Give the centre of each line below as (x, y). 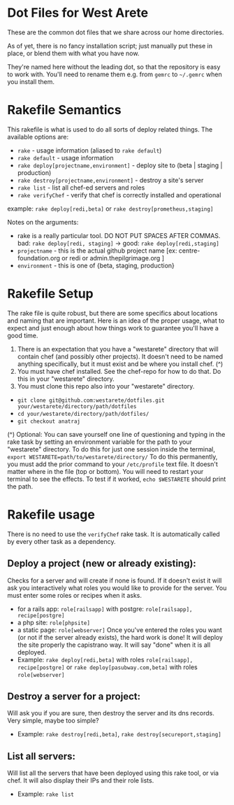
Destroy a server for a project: (74, 696)
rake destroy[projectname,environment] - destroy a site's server (110, 180)
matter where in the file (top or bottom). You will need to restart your (105, 471)
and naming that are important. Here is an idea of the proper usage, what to (116, 321)
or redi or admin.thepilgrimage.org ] (113, 258)
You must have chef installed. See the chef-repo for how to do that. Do (119, 371)
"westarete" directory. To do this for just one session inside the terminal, (111, 449)
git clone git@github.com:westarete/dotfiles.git (91, 400)
